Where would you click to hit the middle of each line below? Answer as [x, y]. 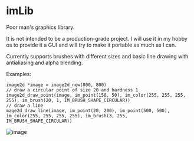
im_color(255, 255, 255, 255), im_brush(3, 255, [67, 116]
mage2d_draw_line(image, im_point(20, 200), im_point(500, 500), [88, 110]
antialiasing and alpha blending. [45, 63]
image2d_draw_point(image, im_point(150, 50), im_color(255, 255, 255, [96, 95]
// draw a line [25, 105]
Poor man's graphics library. [40, 27]
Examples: [19, 74]
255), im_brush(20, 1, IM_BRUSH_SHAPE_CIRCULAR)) [68, 100]
